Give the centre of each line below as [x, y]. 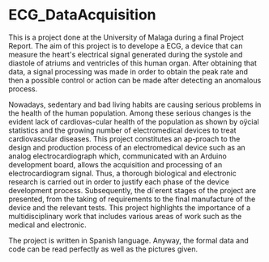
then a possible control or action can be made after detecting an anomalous [135, 80]
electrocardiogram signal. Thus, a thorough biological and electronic [122, 173]
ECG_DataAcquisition [82, 15]
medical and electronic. [47, 225]
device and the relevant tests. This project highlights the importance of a [130, 207]
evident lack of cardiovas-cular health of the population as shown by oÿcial [134, 121]
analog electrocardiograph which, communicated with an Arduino [117, 156]
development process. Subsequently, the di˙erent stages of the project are [132, 190]
